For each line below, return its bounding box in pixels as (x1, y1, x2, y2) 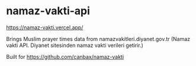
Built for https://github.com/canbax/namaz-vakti (6, 53, 124, 60)
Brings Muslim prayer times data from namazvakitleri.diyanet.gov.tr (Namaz (6, 35, 191, 42)
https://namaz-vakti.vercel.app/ (6, 24, 83, 31)
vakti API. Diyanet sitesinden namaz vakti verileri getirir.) (6, 42, 144, 49)
